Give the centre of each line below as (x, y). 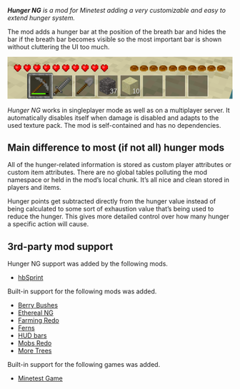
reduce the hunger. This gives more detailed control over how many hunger (119, 216)
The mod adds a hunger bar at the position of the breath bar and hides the (117, 32)
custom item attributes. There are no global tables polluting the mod (107, 172)
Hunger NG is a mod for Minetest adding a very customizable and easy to (117, 10)
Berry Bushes (38, 305)
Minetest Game (40, 378)
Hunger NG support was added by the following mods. (87, 264)
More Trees (35, 351)
